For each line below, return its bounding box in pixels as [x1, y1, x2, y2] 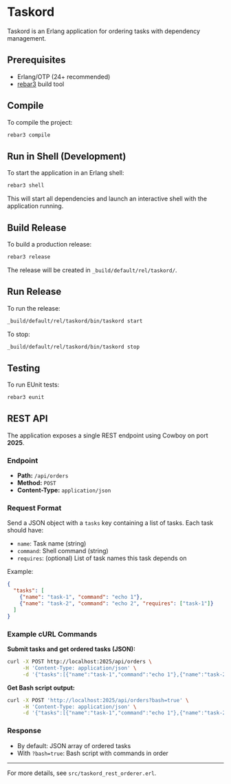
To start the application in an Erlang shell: [7, 169, 124, 177]
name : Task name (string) [16, 539, 87, 548]
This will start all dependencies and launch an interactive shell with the [7, 194, 208, 203]
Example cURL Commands [7, 629, 98, 639]
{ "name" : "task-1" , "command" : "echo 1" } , [19, 594, 143, 601]
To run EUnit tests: [7, 380, 60, 389]
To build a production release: [7, 240, 91, 248]
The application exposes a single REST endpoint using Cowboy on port [7, 431, 208, 440]
